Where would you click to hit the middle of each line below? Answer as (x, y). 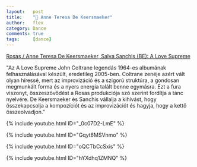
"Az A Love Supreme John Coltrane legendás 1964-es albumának (86, 68)
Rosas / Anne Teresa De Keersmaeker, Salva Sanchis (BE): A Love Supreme (99, 56)
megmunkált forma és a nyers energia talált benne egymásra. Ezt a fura (93, 86)
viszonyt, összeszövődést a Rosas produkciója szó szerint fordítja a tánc (95, 93)
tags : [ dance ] (29, 39)
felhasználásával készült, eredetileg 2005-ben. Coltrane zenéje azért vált (96, 74)
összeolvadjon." (26, 112)
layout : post (25, 12)
